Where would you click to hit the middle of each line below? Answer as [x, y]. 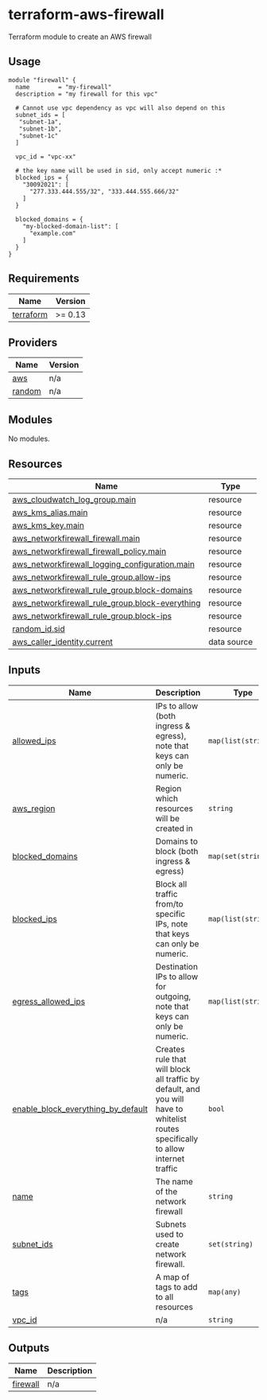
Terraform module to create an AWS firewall [80, 37]
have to [169, 1109]
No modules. [29, 439]
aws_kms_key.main [48, 525]
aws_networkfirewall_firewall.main [76, 538]
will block [173, 1069]
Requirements [44, 279]
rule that [171, 1059]
